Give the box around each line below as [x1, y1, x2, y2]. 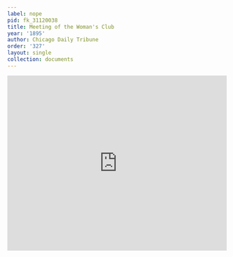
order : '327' [7, 43, 46, 50]
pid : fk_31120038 [7, 17, 58, 24]
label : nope [7, 10, 42, 18]
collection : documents [7, 56, 74, 63]
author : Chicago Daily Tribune [7, 36, 99, 43]
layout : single [7, 50, 52, 57]
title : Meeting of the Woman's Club [7, 23, 114, 30]
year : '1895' [7, 29, 46, 37]
